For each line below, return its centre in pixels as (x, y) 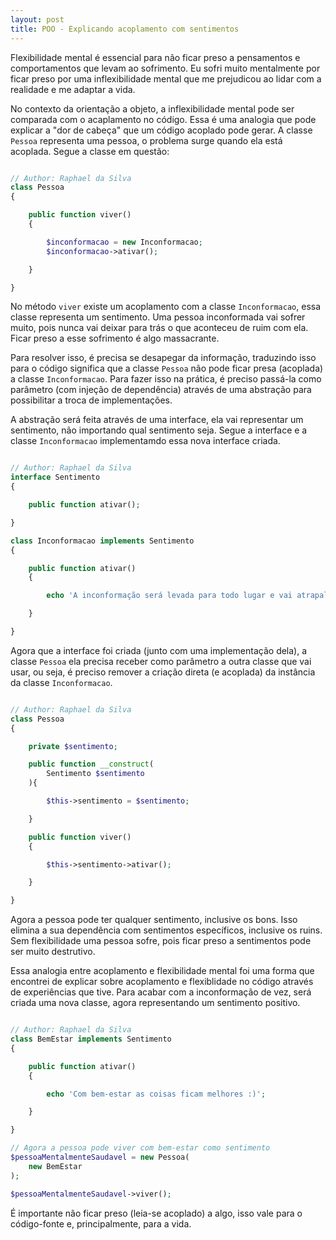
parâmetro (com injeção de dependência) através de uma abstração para (161, 390)
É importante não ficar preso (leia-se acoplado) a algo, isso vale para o (156, 1213)
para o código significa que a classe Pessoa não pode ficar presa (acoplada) (167, 368)
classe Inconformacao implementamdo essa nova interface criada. (145, 441)
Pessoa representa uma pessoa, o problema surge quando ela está (146, 140)
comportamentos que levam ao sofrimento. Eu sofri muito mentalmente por (165, 68)
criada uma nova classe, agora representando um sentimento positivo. (155, 1003)
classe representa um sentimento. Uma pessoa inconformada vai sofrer (158, 317)
